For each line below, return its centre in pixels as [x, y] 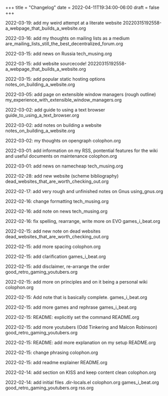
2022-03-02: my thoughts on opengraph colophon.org [63, 140]
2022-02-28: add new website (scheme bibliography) [62, 176]
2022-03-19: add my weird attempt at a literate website [64, 23]
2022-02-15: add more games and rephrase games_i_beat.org [71, 307]
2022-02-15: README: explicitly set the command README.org [72, 317]
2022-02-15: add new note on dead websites [53, 231]
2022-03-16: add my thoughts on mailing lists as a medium [67, 38]
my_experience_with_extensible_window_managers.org [64, 100]
